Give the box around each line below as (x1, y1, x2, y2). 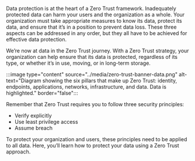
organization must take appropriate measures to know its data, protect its (6, 17, 182, 24)
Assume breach (14, 125, 53, 131)
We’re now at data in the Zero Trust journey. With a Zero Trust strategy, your (6, 47, 189, 54)
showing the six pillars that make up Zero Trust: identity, (42, 77, 177, 84)
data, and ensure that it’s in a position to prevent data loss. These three (6, 23, 177, 30)
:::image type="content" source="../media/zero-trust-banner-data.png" (6, 71, 178, 78)
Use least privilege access (14, 118, 78, 125)
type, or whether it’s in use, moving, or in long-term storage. (6, 60, 151, 66)
